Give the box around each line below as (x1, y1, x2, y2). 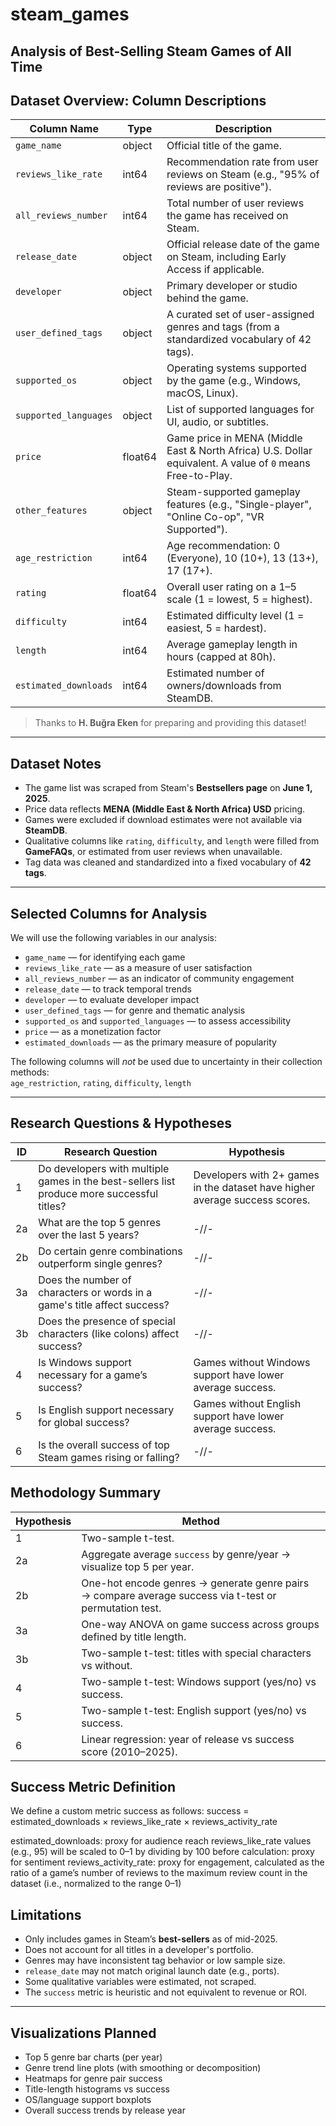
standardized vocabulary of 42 (166, 333, 312, 347)
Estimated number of (166, 666, 265, 680)
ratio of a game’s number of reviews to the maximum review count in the (10, 1867, 308, 1879)
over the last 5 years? (38, 1228, 140, 1242)
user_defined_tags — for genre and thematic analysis (24, 1004, 246, 1017)
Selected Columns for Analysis (10, 905, 208, 922)
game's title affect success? (38, 1298, 170, 1312)
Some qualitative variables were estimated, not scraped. (24, 1976, 257, 1988)
